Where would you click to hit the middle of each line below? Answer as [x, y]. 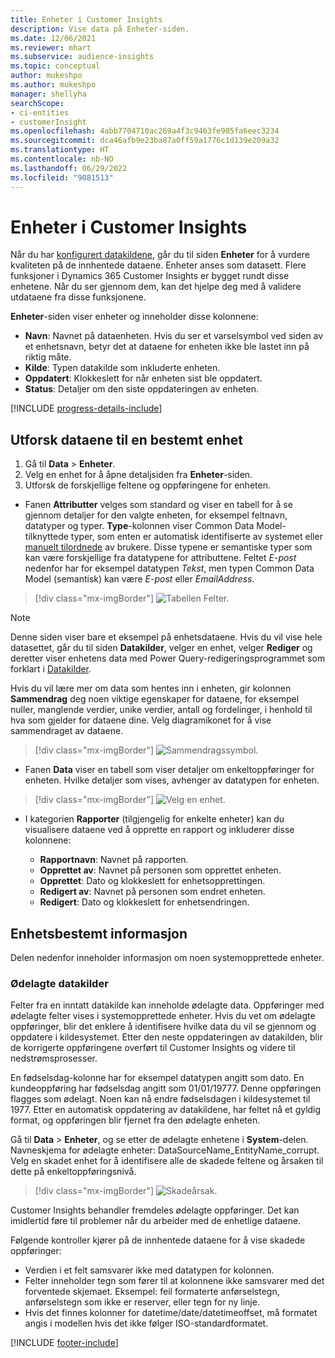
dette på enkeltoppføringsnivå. [73, 1172]
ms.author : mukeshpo [53, 85]
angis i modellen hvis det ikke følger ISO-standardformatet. [146, 1323]
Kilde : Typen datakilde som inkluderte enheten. [122, 368]
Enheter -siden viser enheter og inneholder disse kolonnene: [134, 317]
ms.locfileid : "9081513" [62, 177]
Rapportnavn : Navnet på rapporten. [114, 860]
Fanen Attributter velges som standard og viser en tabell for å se [158, 505]
